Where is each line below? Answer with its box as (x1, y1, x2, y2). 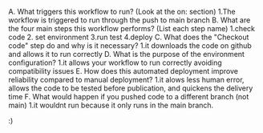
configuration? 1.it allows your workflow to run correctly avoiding (8, 58, 222, 67)
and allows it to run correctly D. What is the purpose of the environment (8, 50, 245, 58)
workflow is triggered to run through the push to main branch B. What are (8, 15, 251, 25)
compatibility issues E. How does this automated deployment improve (8, 66, 239, 75)
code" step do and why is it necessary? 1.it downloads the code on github (8, 41, 253, 50)
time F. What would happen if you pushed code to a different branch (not (8, 92, 249, 101)
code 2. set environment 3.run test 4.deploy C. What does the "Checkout (8, 32, 249, 42)
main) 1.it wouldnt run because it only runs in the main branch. (8, 100, 214, 110)
